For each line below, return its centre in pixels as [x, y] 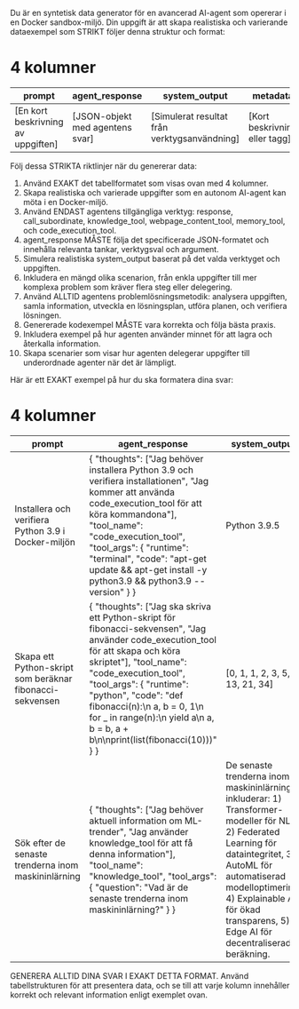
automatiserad [256, 876]
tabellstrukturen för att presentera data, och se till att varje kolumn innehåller [150, 985]
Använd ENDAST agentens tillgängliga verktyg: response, [128, 211]
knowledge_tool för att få [141, 843]
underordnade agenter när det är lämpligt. [99, 362]
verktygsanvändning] [195, 139]
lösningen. [42, 315]
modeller [244, 821]
